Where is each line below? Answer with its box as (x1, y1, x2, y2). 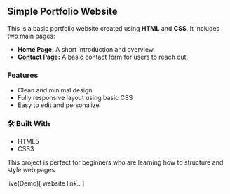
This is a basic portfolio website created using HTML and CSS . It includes (7, 24, 220, 32)
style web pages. (7, 166, 57, 174)
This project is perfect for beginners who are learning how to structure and (7, 158, 224, 167)
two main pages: (7, 32, 55, 40)
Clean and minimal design (17, 86, 93, 95)
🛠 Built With (7, 119, 50, 129)
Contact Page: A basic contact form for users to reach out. (17, 53, 188, 61)
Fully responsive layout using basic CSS (17, 94, 133, 102)
